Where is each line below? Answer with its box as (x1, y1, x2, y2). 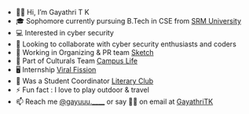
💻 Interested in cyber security (15, 28, 114, 37)
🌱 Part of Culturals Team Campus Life (15, 56, 138, 65)
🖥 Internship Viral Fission (15, 65, 97, 74)
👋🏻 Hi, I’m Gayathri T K (15, 8, 90, 17)
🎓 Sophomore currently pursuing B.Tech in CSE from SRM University (15, 17, 242, 25)
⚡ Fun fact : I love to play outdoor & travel (15, 85, 149, 94)
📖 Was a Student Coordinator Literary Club (15, 76, 154, 86)
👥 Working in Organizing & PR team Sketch (15, 48, 155, 57)
